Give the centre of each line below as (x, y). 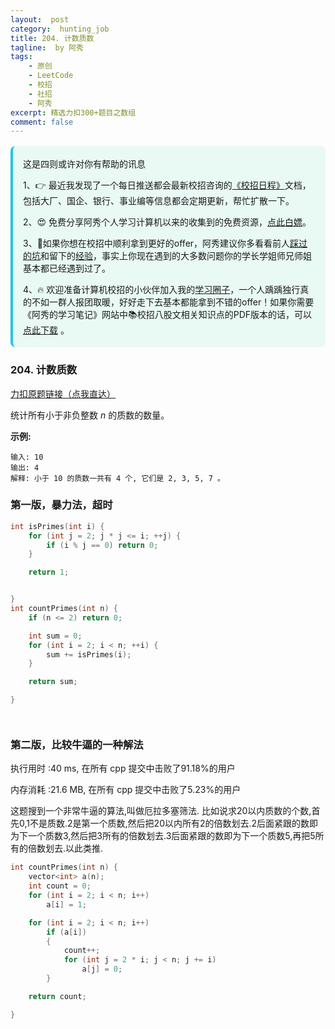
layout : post (40, 19)
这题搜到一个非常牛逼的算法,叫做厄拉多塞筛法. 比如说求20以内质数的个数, (161, 811)
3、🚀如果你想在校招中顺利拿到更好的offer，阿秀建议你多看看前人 (157, 243)
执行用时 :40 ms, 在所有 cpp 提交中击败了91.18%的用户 (123, 768)
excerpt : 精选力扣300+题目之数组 (73, 112)
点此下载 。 (46, 330)
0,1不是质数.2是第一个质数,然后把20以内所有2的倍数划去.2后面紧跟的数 (164, 823)
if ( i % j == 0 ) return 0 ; (102, 545)
